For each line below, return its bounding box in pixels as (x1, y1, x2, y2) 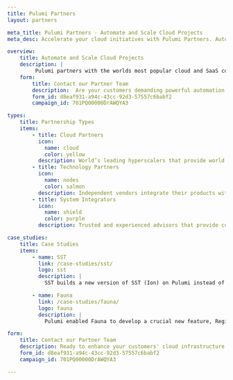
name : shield (44, 209, 82, 216)
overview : (7, 48, 36, 55)
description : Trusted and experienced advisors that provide (37, 222, 218, 229)
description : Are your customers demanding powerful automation (32, 87, 225, 94)
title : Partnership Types (19, 119, 95, 126)
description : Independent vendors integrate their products (37, 189, 216, 196)
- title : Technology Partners (32, 164, 119, 171)
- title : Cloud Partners (32, 131, 104, 139)
